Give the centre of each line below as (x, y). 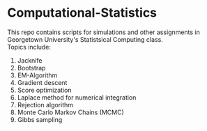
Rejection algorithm (45, 105)
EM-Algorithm (37, 75)
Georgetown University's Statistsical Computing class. (85, 39)
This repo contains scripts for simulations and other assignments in (104, 32)
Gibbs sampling (40, 119)
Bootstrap (31, 68)
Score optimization (44, 90)
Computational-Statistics (82, 13)
